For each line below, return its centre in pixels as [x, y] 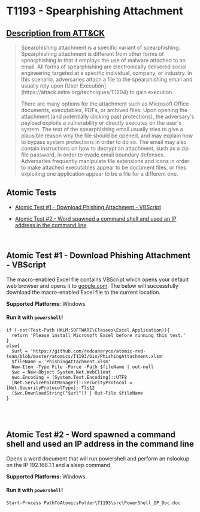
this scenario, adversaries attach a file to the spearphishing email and [107, 79]
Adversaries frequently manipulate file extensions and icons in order [105, 161]
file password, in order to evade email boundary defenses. [93, 155]
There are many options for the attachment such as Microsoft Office [105, 104]
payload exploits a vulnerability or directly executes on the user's [101, 123]
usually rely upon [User [50, 86]
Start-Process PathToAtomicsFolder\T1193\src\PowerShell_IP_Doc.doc [93, 503]
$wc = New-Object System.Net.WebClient [61, 372]
